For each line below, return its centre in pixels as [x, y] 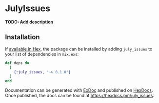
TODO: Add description [29, 22]
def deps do [17, 63]
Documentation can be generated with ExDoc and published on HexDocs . [79, 90]
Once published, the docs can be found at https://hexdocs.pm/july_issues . [80, 96]
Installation [22, 37]
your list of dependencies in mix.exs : [42, 54]
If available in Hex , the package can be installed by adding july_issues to [79, 49]
